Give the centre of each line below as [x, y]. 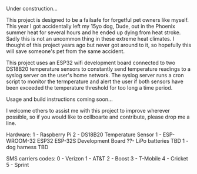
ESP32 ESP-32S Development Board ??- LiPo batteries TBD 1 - [113, 141]
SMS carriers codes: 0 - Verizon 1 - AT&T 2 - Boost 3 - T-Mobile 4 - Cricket [97, 158]
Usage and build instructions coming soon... [59, 99]
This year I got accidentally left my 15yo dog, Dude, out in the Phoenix [91, 26]
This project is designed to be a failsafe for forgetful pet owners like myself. [98, 20]
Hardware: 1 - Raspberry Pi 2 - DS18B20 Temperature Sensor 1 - [84, 134]
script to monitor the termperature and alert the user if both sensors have [95, 81]
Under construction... [32, 9]
